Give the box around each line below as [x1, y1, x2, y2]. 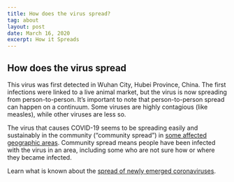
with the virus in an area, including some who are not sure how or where [7, 146, 215, 154]
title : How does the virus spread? [7, 10, 111, 17]
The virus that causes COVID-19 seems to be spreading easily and [7, 123, 198, 132]
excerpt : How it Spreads [7, 36, 80, 43]
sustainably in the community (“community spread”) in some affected [7, 130, 207, 139]
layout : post [7, 23, 45, 30]
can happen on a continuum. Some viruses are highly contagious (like [7, 103, 208, 111]
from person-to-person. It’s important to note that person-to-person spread [7, 95, 225, 103]
